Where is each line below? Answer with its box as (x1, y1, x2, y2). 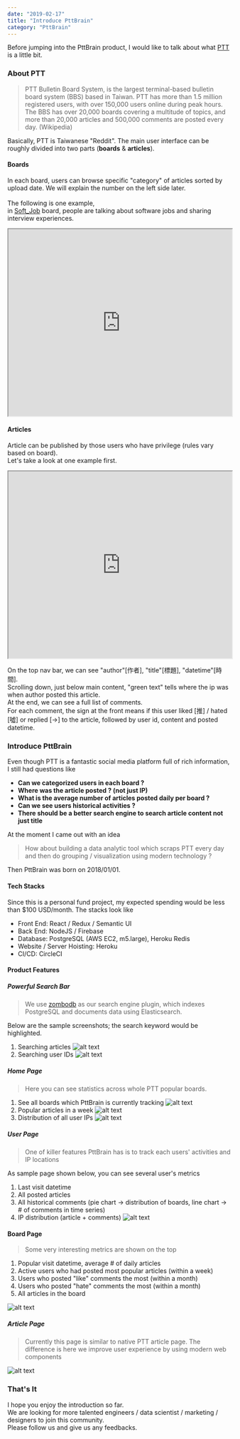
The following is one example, (7, 199, 95, 207)
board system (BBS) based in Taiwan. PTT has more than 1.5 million (24, 92, 222, 100)
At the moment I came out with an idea (7, 831, 121, 839)
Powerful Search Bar (7, 982, 70, 990)
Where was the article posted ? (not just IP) (17, 786, 148, 795)
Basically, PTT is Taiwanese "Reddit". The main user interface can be (7, 136, 209, 145)
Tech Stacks (7, 881, 45, 890)
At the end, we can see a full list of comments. (7, 698, 143, 707)
